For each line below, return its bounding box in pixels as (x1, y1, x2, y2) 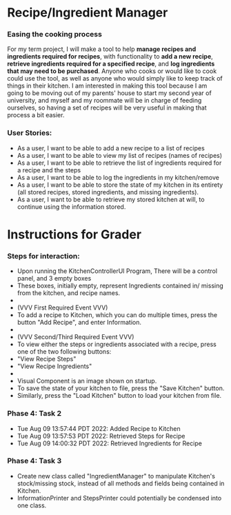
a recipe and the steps (17, 165, 81, 174)
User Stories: (7, 128, 52, 138)
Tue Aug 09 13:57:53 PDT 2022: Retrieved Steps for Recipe (17, 432, 185, 440)
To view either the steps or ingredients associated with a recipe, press (17, 340, 217, 349)
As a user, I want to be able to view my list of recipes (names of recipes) (17, 151, 223, 159)
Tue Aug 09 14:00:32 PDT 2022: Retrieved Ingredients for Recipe (17, 439, 202, 447)
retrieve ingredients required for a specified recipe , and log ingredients (7, 60, 215, 68)
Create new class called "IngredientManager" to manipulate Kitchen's (17, 472, 216, 480)
